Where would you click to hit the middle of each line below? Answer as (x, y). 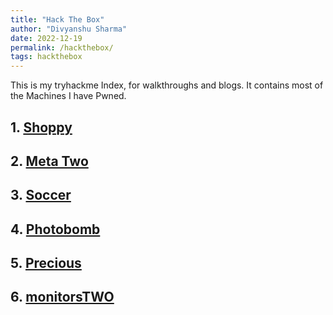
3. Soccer (41, 195)
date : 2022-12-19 (46, 38)
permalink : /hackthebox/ (62, 47)
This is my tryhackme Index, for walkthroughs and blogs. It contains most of (167, 85)
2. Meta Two (49, 161)
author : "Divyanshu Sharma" (69, 29)
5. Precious (46, 263)
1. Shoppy (41, 127)
